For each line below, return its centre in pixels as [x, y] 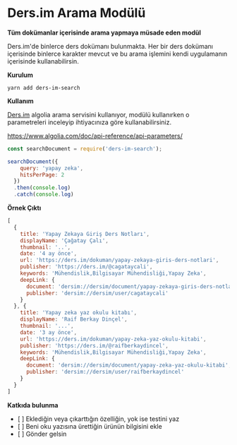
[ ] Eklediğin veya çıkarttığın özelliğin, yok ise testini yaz [98, 419]
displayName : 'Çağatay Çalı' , [65, 241]
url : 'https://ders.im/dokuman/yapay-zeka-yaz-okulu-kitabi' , [113, 339]
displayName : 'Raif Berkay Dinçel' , [74, 319]
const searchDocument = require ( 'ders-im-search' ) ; [85, 149]
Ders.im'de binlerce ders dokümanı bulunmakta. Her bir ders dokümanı [110, 46]
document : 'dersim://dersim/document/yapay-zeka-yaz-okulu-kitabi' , [129, 365]
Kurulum [20, 75]
